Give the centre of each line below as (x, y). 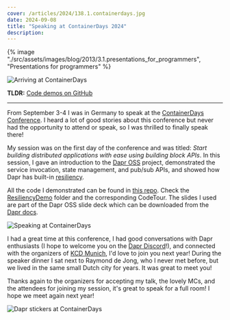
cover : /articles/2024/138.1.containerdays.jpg (76, 13)
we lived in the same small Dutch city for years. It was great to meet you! (110, 268)
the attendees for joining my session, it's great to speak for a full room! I (108, 288)
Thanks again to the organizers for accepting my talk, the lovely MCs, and (111, 281)
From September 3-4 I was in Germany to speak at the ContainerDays (105, 113)
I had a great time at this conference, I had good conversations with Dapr (110, 239)
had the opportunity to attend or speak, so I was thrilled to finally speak (108, 127)
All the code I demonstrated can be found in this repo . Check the (98, 190)
